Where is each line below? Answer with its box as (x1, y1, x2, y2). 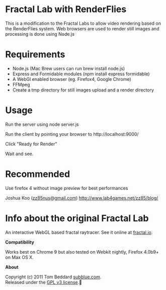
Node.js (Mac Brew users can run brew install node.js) (12, 65, 125, 71)
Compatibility (5, 239, 34, 245)
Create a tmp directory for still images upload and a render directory (12, 87, 154, 93)
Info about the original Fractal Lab (5, 212, 149, 224)
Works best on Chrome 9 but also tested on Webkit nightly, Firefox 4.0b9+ (5, 249, 159, 255)
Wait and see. (5, 151, 34, 157)
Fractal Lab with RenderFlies (5, 4, 127, 15)
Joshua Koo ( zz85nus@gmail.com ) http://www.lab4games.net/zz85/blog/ (5, 195, 158, 201)
